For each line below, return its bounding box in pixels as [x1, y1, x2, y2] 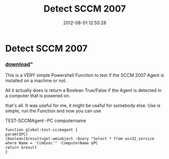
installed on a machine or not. [5, 78, 67, 84]
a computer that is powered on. [5, 93, 71, 99]
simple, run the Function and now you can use [5, 108, 101, 114]
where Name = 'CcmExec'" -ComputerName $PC [5, 141, 98, 146]
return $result [5, 145, 37, 150]
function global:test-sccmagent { [5, 127, 78, 133]
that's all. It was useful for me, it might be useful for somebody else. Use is [5, 102, 160, 109]
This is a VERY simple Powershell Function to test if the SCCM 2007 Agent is [5, 72, 164, 78]
